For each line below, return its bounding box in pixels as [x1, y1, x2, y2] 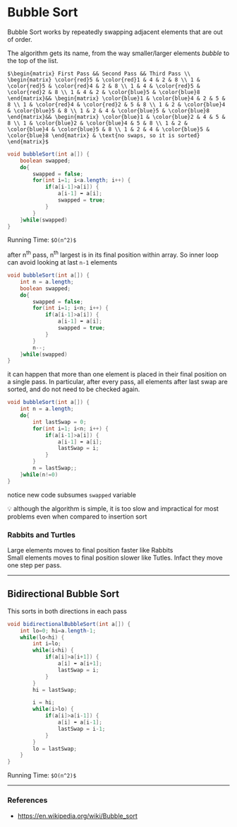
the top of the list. [7, 56, 59, 64]
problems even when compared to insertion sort [7, 512, 147, 521]
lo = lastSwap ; [32, 745, 78, 752]
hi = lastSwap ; [32, 686, 78, 693]
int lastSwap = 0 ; [32, 418, 87, 425]
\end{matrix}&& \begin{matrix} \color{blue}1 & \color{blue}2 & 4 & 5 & [7, 113, 226, 120]
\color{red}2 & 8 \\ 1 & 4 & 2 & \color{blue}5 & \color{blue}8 [7, 88, 200, 96]
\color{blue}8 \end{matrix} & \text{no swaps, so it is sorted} [7, 132, 200, 139]
